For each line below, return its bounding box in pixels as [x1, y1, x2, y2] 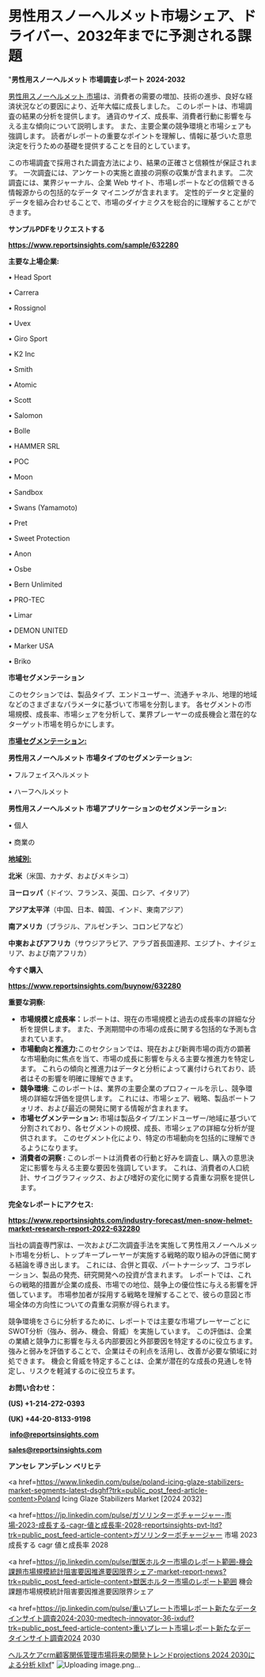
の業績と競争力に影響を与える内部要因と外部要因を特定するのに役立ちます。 [8, 1336, 257, 1346]
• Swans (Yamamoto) [8, 503, 78, 512]
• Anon [8, 549, 32, 558]
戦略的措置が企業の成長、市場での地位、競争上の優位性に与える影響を [21, 1280, 251, 1289]
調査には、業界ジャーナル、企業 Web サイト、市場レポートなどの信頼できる [8, 178, 256, 187]
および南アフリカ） [28, 948, 91, 958]
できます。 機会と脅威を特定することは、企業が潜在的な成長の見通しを [14, 1356, 245, 1365]
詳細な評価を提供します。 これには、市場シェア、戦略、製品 [33, 1093, 229, 1103]
